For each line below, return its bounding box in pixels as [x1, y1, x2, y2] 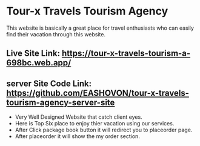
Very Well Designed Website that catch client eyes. [15, 113, 142, 121]
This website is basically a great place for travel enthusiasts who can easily [6, 24, 194, 32]
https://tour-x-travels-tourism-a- [61, 48, 191, 59]
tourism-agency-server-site [6, 97, 115, 107]
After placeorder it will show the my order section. [15, 133, 141, 140]
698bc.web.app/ [6, 58, 72, 68]
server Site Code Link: [6, 78, 92, 88]
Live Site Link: [6, 48, 61, 59]
